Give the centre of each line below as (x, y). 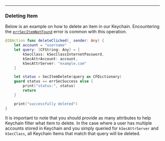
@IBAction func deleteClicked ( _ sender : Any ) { (55, 41)
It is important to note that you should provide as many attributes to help (78, 117)
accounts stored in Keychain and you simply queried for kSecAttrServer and (82, 128)
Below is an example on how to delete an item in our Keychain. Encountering (82, 26)
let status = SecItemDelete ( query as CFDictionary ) (68, 77)
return (29, 91)
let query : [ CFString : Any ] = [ (47, 50)
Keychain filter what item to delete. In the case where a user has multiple (79, 123)
